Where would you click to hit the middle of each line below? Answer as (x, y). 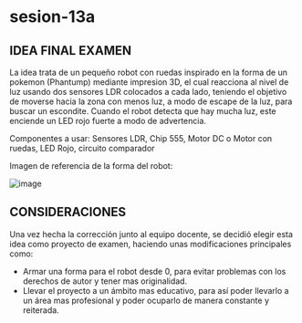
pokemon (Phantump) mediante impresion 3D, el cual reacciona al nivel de (149, 82)
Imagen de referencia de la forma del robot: (91, 166)
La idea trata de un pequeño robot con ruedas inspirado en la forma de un (148, 72)
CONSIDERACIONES (68, 212)
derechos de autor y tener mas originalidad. (105, 281)
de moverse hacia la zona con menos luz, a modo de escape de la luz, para (151, 101)
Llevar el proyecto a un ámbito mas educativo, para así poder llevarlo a (156, 290)
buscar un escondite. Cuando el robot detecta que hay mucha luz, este (143, 111)
